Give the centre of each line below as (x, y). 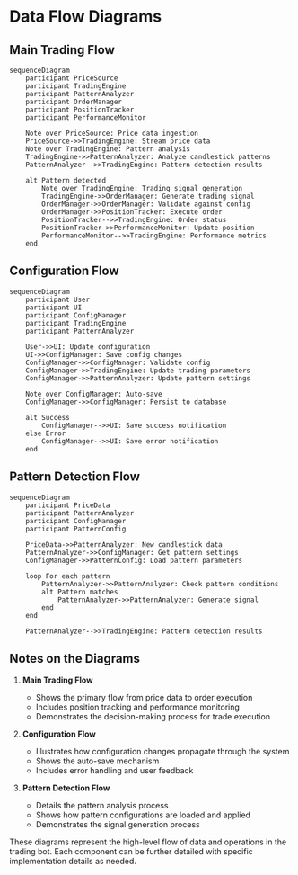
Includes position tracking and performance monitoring (138, 707)
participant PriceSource (72, 78)
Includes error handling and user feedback (114, 771)
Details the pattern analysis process (102, 806)
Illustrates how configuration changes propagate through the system (162, 752)
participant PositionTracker (80, 110)
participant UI (54, 308)
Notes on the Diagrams (75, 659)
